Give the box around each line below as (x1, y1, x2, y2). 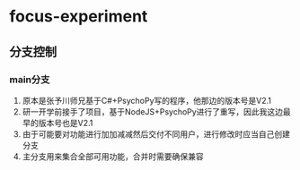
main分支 (9, 73, 50, 86)
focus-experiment (9, 6, 148, 27)
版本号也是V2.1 (38, 117, 93, 128)
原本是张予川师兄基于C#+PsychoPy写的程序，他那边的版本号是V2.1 (22, 95, 272, 106)
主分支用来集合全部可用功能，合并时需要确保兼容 (22, 150, 204, 162)
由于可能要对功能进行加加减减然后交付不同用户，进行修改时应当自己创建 (22, 128, 290, 140)
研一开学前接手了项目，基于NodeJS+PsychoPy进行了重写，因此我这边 (22, 106, 284, 117)
